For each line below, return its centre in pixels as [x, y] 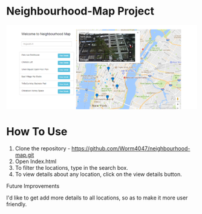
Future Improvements [33, 186]
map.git [24, 155]
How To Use [37, 132]
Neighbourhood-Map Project [80, 11]
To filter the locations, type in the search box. [71, 168]
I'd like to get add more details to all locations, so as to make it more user [97, 198]
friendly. [17, 204]
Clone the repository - [43, 149]
